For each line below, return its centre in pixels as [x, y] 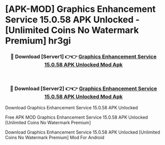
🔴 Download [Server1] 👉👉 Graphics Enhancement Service [83, 57]
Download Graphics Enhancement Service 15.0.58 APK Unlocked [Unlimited [83, 132]
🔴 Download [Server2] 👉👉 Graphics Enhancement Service [83, 89]
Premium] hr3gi [38, 41]
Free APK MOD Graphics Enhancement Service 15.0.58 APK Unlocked [77, 117]
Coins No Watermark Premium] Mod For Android [55, 137]
